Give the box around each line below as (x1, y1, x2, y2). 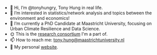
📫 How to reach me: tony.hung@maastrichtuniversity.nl (9, 37, 125, 43)
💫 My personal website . (9, 44, 59, 50)
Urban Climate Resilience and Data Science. (9, 26, 100, 32)
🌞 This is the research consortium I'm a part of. (9, 31, 108, 37)
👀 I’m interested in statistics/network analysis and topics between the (9, 10, 152, 16)
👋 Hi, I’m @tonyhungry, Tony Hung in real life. (9, 5, 103, 10)
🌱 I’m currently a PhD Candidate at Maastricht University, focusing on (9, 20, 152, 26)
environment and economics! (9, 15, 70, 21)
